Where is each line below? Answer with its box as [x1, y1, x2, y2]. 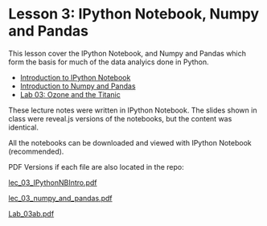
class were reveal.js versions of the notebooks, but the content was [8, 113, 232, 123]
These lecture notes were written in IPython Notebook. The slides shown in [8, 105, 257, 115]
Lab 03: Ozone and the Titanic [19, 89, 121, 99]
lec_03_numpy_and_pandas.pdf [8, 193, 113, 203]
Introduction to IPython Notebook [19, 72, 131, 82]
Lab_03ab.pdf [8, 208, 55, 218]
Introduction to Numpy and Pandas [19, 81, 136, 91]
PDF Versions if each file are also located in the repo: [8, 162, 184, 171]
